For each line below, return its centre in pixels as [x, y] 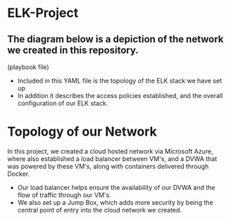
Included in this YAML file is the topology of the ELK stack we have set [119, 80]
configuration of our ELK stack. [63, 103]
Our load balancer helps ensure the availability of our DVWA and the [116, 187]
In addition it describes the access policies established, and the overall [120, 96]
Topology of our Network [82, 132]
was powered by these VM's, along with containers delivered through [108, 166]
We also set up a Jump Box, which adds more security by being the [115, 202]
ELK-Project [43, 13]
